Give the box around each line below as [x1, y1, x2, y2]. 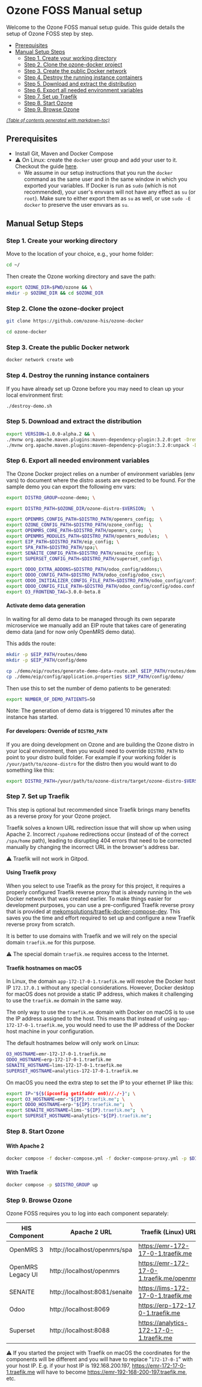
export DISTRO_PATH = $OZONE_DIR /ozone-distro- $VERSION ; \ [6, 505, 155, 511]
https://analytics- [138, 1319, 188, 1327]
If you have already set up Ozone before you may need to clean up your [6, 385, 185, 392]
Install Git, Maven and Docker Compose [14, 150, 114, 157]
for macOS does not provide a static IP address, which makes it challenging [6, 990, 194, 998]
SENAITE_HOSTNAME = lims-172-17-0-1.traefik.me [6, 1062, 122, 1068]
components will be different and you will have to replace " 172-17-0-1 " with [6, 1356, 194, 1363]
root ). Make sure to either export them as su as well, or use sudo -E [23, 194, 191, 202]
